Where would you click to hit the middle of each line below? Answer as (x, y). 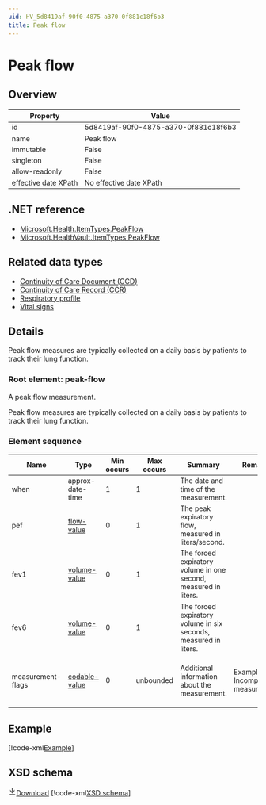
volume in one (203, 570)
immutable (28, 149)
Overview (33, 95)
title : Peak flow (37, 25)
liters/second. (203, 542)
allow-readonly (37, 171)
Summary (203, 465)
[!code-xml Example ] (41, 748)
